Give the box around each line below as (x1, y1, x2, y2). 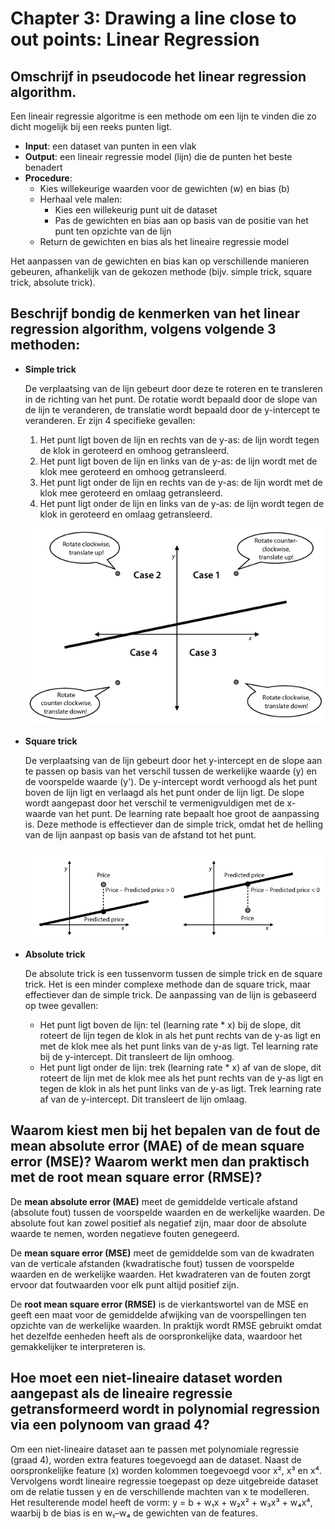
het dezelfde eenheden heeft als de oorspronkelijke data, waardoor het (10, 1330, 303, 1342)
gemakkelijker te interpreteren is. (10, 1340, 146, 1352)
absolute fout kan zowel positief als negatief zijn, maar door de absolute (10, 1217, 307, 1229)
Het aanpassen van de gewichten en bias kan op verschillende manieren (10, 255, 310, 267)
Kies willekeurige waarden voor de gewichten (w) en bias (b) (39, 183, 290, 194)
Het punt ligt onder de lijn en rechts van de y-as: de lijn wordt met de (39, 476, 323, 488)
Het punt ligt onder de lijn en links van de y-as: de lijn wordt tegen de (39, 497, 325, 509)
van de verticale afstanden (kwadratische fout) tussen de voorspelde (10, 1257, 295, 1269)
